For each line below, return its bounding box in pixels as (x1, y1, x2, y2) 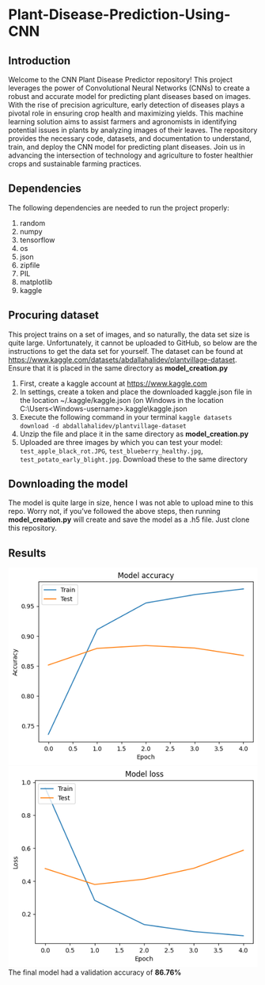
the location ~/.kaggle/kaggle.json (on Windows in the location (19, 395, 224, 405)
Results (8, 546, 47, 560)
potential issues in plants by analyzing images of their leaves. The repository (8, 125, 258, 135)
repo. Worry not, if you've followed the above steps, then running (8, 507, 221, 516)
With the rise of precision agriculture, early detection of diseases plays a (8, 101, 245, 109)
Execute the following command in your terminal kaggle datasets (19, 412, 233, 421)
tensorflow (19, 235, 55, 245)
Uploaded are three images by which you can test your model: (19, 437, 223, 447)
